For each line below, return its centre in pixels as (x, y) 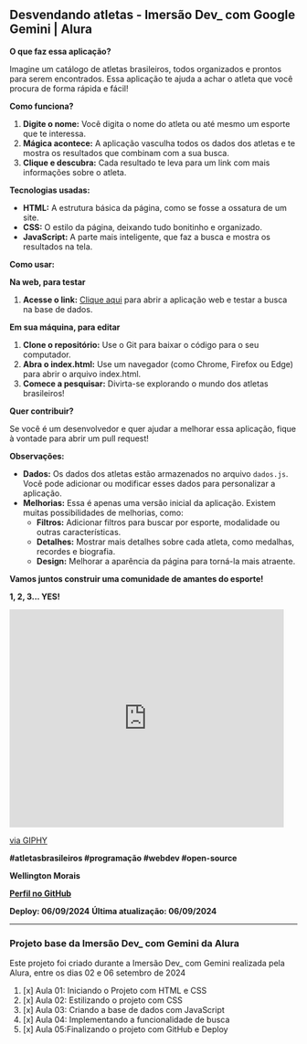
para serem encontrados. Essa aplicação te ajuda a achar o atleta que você (151, 79)
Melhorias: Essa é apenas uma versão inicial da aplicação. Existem (149, 502)
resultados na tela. (58, 247)
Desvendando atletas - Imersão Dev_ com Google (152, 15)
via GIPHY (29, 840)
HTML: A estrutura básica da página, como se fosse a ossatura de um (155, 207)
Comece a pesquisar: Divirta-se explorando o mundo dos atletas (145, 384)
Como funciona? (42, 106)
